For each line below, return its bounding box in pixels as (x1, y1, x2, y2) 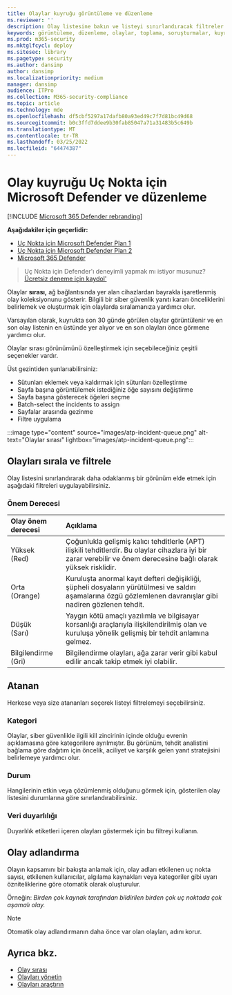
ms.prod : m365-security (7, 36, 76, 43)
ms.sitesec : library (7, 49, 67, 56)
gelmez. (65, 637, 92, 647)
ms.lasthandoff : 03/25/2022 (7, 139, 88, 146)
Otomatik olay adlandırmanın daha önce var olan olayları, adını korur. (7, 927, 202, 936)
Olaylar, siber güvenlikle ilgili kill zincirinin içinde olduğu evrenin (7, 732, 188, 740)
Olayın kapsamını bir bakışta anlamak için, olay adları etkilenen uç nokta (7, 865, 211, 873)
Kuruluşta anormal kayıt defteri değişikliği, (65, 574, 202, 584)
